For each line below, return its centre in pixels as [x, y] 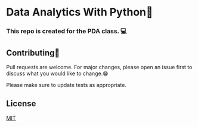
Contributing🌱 [33, 53]
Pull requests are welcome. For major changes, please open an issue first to [99, 67]
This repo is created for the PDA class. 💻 [66, 31]
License [21, 104]
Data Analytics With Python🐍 [80, 12]
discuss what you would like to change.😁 [57, 73]
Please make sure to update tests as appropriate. [66, 85]
